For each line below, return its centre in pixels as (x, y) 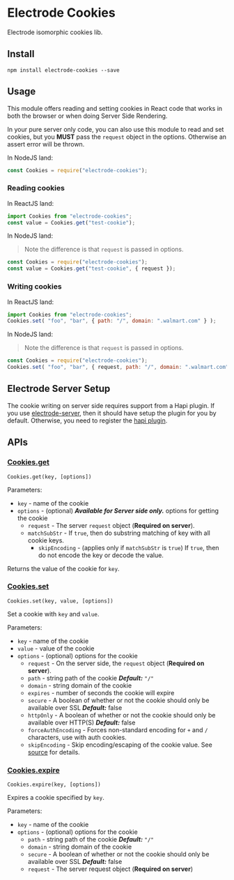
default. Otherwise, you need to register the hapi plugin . (87, 420)
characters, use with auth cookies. (77, 737)
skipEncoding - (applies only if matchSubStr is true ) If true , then (128, 547)
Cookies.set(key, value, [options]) (60, 601)
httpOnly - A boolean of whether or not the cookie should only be (122, 715)
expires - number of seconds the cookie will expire (101, 692)
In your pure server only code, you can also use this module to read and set (116, 129)
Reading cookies (36, 188)
